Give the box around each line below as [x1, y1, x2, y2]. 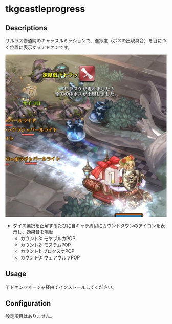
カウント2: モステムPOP [20, 242, 71, 248]
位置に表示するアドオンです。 [9, 44, 73, 50]
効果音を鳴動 [26, 229, 54, 235]
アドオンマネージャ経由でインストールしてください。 [5, 284, 117, 290]
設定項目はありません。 [5, 313, 55, 319]
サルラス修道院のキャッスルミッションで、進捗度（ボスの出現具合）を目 [5, 38, 158, 44]
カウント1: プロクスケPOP [20, 248, 75, 254]
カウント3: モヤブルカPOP [20, 235, 76, 241]
